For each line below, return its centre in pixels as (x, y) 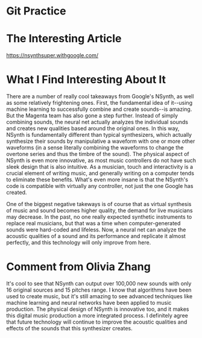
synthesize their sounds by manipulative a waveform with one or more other (101, 141)
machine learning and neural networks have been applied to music (89, 303)
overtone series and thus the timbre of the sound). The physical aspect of (98, 154)
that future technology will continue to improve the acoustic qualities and (97, 322)
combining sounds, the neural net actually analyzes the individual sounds (97, 122)
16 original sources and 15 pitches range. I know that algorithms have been (99, 290)
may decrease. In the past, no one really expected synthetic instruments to (99, 217)
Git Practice (36, 11)
